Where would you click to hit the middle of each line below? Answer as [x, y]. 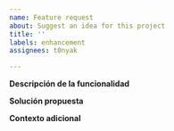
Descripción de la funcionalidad [70, 84]
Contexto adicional [45, 119]
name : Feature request [51, 17]
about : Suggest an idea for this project [87, 26]
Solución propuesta [46, 101]
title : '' [28, 34]
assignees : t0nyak [43, 51]
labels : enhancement [48, 42]
